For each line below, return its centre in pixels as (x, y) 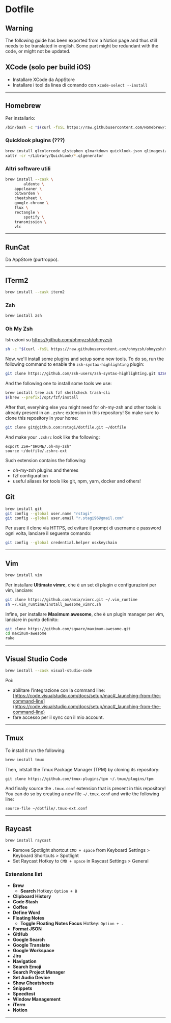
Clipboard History (32, 896)
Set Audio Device (31, 977)
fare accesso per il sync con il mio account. (58, 717)
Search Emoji (27, 966)
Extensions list (24, 874)
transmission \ (31, 222)
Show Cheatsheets (33, 983)
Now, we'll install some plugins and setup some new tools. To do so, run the (85, 359)
